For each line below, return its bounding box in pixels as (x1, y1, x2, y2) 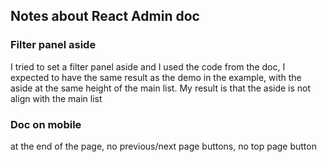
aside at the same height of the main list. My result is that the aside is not (10, 82, 312, 94)
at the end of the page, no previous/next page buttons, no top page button (10, 140, 317, 152)
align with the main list (10, 92, 103, 104)
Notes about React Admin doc (10, 8, 200, 25)
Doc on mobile (10, 117, 82, 131)
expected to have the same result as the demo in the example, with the (10, 71, 302, 83)
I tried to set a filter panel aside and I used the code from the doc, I (10, 60, 286, 73)
